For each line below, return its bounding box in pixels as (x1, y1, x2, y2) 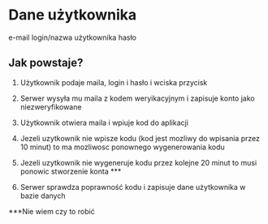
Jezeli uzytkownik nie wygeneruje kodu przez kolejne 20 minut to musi (19, 157, 257, 167)
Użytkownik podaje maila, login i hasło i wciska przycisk (19, 77, 208, 87)
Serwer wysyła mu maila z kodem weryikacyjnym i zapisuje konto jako (19, 93, 255, 103)
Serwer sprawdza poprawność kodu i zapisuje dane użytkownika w (19, 182, 246, 192)
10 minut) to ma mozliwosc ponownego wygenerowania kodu (19, 142, 225, 152)
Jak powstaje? (8, 56, 84, 70)
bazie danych (19, 191, 66, 200)
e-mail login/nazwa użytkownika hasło (8, 32, 136, 42)
